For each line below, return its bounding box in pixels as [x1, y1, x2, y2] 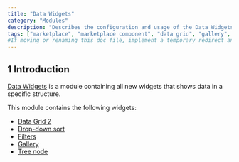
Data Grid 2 [17, 117, 52, 125]
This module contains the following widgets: [7, 103, 137, 112]
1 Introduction [7, 63, 70, 75]
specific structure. [7, 90, 61, 98]
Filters [17, 132, 37, 141]
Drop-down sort [17, 124, 65, 133]
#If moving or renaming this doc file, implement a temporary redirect [7, 37, 224, 44]
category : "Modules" [7, 17, 69, 24]
